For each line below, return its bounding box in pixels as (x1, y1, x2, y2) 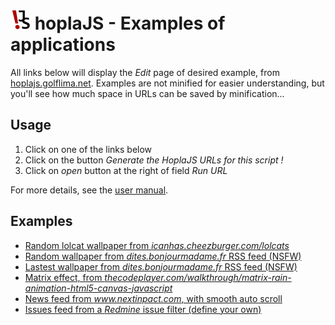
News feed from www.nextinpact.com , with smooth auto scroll (24, 292, 283, 304)
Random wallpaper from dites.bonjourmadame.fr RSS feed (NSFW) (24, 250, 302, 262)
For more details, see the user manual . (10, 184, 169, 196)
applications (10, 34, 116, 56)
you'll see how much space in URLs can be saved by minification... (10, 87, 285, 99)
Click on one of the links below (24, 143, 153, 155)
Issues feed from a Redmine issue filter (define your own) (24, 303, 262, 315)
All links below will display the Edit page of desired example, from (10, 66, 280, 78)
